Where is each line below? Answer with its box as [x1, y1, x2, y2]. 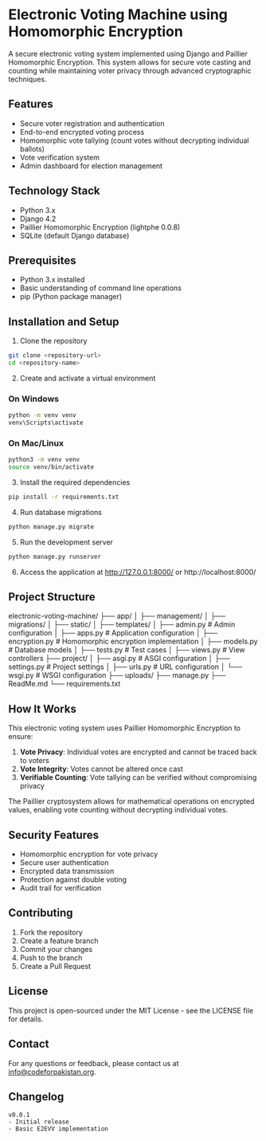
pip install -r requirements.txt [8, 493, 119, 502]
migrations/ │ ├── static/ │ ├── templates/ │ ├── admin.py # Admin [8, 620, 236, 629]
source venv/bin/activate [8, 463, 94, 471]
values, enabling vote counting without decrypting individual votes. [8, 805, 229, 815]
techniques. [8, 74, 47, 84]
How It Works [8, 702, 77, 715]
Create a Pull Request [19, 961, 92, 970]
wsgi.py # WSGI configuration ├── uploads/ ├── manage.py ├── [8, 671, 226, 680]
